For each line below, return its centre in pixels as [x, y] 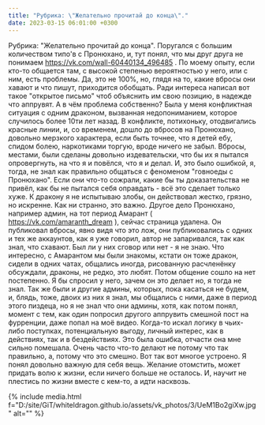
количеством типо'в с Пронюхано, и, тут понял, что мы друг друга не [126, 54]
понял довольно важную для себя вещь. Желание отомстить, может [124, 364]
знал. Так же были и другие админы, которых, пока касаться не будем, [129, 288]
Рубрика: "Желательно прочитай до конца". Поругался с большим [120, 45]
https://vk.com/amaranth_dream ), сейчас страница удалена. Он [115, 221]
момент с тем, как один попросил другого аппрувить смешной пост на [129, 314]
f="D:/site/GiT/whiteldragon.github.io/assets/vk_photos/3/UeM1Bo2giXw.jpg [132, 404]
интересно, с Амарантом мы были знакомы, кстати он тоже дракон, [123, 255]
